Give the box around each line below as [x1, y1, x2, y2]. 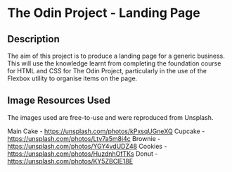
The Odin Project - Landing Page [7, 5, 200, 21]
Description [7, 33, 60, 45]
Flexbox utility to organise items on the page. [7, 74, 138, 82]
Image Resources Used [7, 94, 111, 106]
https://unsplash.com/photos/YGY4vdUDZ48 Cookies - [7, 142, 167, 150]
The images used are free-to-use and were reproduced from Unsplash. [7, 113, 214, 121]
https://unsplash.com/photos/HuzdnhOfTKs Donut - [7, 149, 158, 158]
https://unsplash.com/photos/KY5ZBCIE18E [7, 156, 134, 165]
